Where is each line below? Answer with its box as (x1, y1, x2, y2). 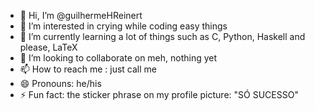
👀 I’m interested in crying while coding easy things (19, 20, 228, 32)
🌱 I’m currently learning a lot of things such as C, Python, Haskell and (19, 31, 306, 42)
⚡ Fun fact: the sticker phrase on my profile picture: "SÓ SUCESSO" (19, 89, 299, 100)
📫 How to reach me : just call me (19, 63, 157, 75)
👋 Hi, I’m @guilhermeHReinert (19, 10, 143, 21)
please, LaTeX (19, 41, 78, 53)
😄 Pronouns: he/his (19, 78, 102, 89)
